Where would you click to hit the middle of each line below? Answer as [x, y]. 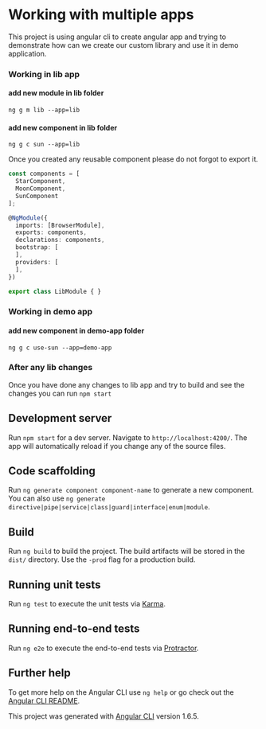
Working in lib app [44, 74]
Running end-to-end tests [74, 629]
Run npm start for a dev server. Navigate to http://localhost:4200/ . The [128, 437]
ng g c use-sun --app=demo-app [60, 348]
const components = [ [44, 174]
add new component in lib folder [63, 127]
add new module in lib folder [56, 93]
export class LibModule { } [55, 291]
